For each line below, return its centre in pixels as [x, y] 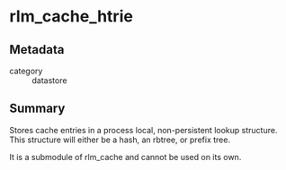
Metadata [37, 50]
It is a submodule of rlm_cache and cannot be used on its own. [125, 157]
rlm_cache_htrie [71, 17]
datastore [49, 81]
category [26, 71]
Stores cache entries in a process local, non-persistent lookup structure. [143, 130]
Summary [37, 109]
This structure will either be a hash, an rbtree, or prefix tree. [120, 140]
